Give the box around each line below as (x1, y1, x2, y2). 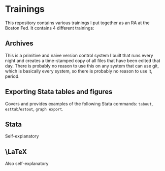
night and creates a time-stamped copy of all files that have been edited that (5, 58, 161, 64)
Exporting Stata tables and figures (5, 88, 112, 96)
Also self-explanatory (5, 161, 49, 167)
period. (5, 73, 20, 79)
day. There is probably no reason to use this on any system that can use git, (5, 63, 159, 68)
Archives (5, 39, 33, 48)
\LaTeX (5, 147, 27, 156)
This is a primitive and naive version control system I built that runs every (5, 52, 154, 58)
